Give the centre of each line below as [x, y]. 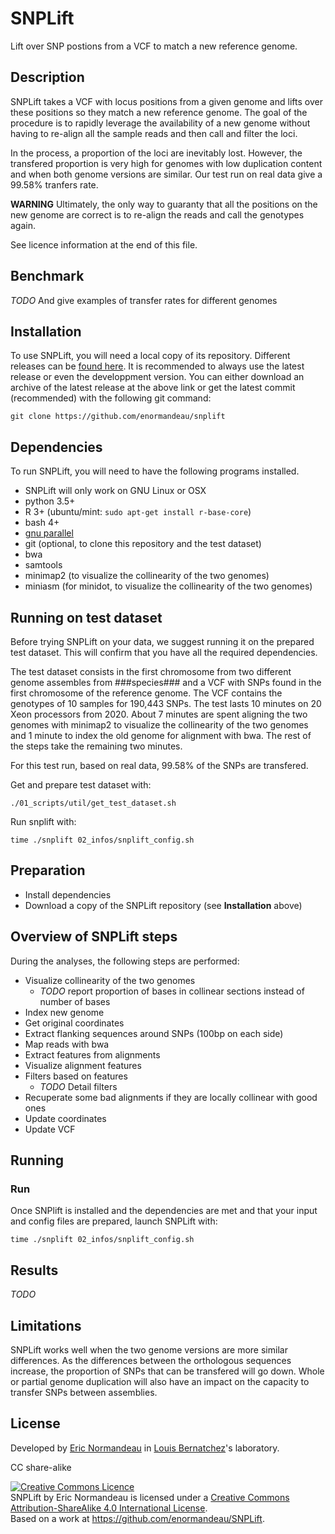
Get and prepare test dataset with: [81, 785]
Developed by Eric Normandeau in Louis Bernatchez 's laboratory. [145, 1448]
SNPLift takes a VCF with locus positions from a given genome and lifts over [166, 101]
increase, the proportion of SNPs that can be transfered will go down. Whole [167, 1371]
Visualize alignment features [83, 1065]
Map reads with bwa [67, 1044]
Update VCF [50, 1129]
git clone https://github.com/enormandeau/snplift [118, 417]
